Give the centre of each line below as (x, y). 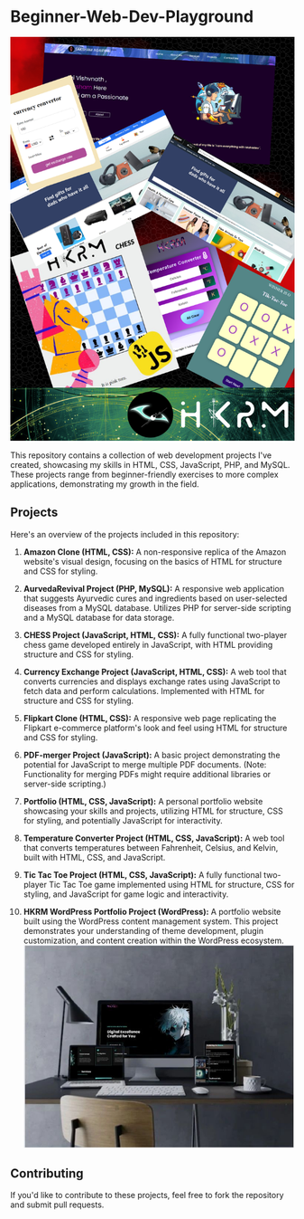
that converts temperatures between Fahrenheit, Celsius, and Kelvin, (151, 847)
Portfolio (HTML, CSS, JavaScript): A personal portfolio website (143, 801)
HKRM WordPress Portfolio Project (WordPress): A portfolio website (152, 911)
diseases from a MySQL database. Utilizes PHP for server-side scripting (157, 607)
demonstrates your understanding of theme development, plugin (143, 930)
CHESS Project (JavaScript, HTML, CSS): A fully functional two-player (155, 634)
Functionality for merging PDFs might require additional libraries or (147, 774)
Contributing (47, 1173)
